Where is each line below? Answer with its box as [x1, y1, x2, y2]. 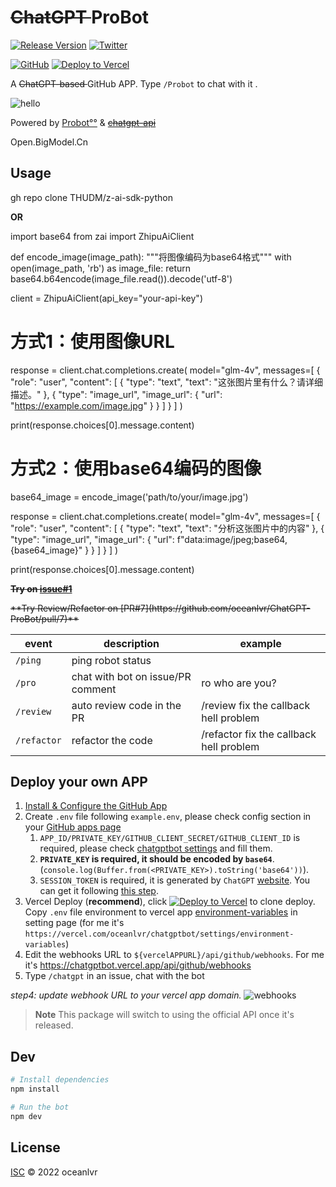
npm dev [10, 1111, 43, 1121]
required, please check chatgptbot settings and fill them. [39, 842, 273, 855]
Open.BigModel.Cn [10, 136, 88, 148]
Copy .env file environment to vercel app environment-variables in [24, 906, 298, 918]
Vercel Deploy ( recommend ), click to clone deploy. [24, 896, 316, 908]
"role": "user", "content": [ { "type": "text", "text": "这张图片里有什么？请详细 [10, 376, 323, 388]
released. [34, 1019, 74, 1031]
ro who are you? [201, 676, 277, 690]
